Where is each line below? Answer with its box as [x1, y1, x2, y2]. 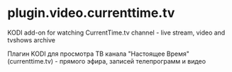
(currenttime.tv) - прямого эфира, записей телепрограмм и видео [7, 56, 206, 65]
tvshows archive [7, 35, 55, 44]
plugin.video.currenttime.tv [7, 5, 175, 21]
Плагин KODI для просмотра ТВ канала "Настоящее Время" [7, 49, 189, 58]
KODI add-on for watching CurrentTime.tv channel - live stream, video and [7, 28, 226, 37]
